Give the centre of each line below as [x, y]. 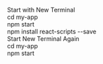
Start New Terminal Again [43, 39]
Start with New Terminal [41, 10]
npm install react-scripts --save [52, 31]
